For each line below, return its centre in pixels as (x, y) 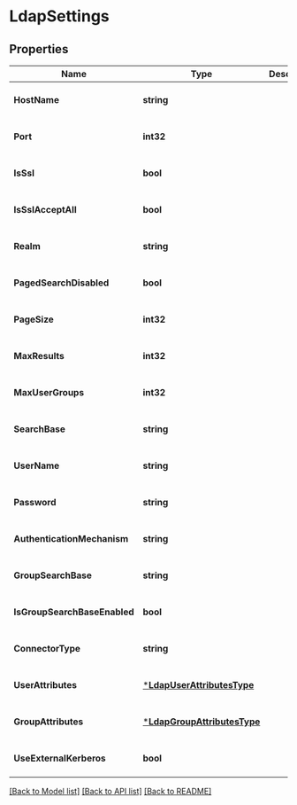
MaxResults (39, 356)
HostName (37, 100)
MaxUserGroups (49, 392)
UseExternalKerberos (60, 758)
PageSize (34, 319)
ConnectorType (47, 649)
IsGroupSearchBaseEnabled (74, 612)
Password (35, 502)
